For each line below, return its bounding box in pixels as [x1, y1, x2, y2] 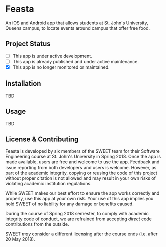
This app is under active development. [12, 53, 92, 59]
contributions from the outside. [5, 221, 69, 227]
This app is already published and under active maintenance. [12, 58, 139, 64]
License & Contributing [5, 135, 79, 143]
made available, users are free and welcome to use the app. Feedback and [5, 159, 160, 165]
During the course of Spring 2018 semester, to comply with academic [5, 211, 149, 217]
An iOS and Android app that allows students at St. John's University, [5, 20, 148, 26]
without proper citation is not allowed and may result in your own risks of [5, 175, 156, 181]
